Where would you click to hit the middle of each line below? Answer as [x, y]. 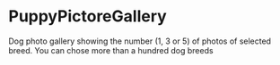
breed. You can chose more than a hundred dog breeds [111, 50]
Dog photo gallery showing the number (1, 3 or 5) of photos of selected [140, 41]
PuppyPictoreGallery [87, 16]
